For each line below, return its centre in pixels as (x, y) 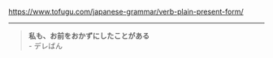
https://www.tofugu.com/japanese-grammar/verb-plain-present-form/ (126, 12)
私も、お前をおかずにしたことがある (89, 36)
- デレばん (45, 46)
